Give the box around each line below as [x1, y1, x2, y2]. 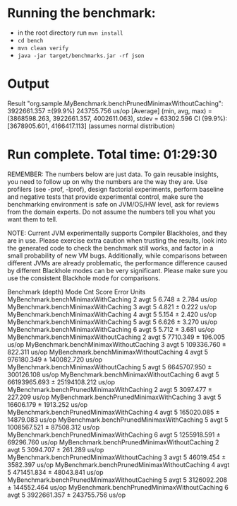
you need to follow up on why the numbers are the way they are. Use [7, 177, 208, 185]
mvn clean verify [17, 45, 69, 52]
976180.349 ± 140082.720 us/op [7, 355, 103, 364]
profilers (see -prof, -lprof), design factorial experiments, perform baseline [7, 185, 224, 193]
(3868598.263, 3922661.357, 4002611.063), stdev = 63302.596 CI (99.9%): [7, 114, 228, 122]
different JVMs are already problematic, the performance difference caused [7, 258, 228, 267]
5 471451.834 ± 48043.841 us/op [7, 468, 104, 476]
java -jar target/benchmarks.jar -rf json [17, 52, 145, 59]
